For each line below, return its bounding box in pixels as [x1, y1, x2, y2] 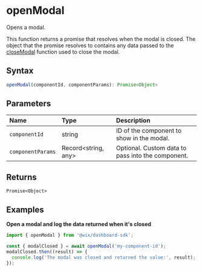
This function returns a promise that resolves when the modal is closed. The [6, 35, 196, 42]
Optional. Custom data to [115, 144, 187, 152]
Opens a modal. [6, 24, 46, 31]
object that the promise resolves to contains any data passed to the [6, 42, 174, 49]
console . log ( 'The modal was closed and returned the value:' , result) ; [11, 254, 196, 261]
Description [115, 116, 151, 125]
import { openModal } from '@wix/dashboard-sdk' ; [6, 232, 134, 239]
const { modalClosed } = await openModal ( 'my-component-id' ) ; [6, 243, 166, 249]
